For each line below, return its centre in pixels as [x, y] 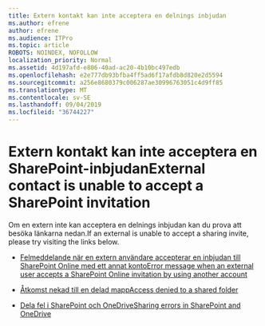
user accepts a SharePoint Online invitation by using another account [133, 274]
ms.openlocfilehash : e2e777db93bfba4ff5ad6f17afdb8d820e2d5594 [116, 75]
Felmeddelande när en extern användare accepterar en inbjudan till [130, 257]
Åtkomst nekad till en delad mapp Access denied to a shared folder [129, 289]
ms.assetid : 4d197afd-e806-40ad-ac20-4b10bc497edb [94, 68]
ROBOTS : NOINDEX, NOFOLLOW [53, 53]
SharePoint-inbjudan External [107, 169]
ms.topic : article [39, 46]
